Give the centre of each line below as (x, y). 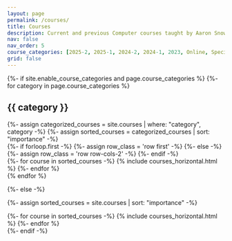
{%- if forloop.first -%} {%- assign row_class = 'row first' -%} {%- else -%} (115, 146)
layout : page (26, 14)
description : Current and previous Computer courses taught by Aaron (109, 33)
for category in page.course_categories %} (68, 86)
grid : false (24, 59)
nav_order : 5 (26, 46)
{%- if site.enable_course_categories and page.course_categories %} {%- (113, 78)
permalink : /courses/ (38, 20)
